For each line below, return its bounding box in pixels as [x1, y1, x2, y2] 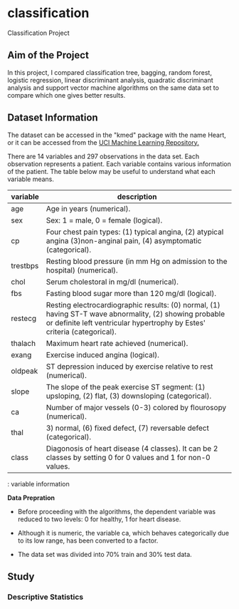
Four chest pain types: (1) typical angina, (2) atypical [46, 227, 224, 237]
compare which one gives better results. [7, 91, 126, 99]
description [117, 191, 157, 201]
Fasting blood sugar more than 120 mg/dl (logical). [46, 288, 217, 298]
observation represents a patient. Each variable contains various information [7, 159, 231, 168]
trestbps [11, 260, 39, 270]
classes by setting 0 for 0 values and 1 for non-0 [46, 452, 211, 462]
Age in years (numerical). [46, 203, 131, 213]
